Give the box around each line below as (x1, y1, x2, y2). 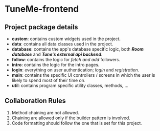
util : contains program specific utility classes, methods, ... (11, 83, 129, 88)
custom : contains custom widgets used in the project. (11, 36, 121, 42)
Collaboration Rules (4, 97, 66, 105)
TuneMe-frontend (4, 3, 79, 15)
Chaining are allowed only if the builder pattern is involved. (11, 115, 131, 121)
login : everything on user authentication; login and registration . (11, 67, 139, 73)
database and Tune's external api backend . (11, 51, 103, 57)
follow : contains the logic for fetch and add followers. (11, 57, 120, 62)
